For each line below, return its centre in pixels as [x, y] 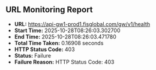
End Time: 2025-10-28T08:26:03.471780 [65, 36]
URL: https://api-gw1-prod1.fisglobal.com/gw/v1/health [82, 24]
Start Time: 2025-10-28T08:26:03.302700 [67, 30]
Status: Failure [33, 55]
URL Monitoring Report [49, 10]
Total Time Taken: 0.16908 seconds [59, 43]
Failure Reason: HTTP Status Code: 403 [64, 62]
